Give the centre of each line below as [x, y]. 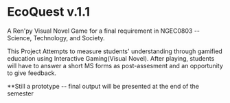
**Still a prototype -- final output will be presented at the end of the [103, 86]
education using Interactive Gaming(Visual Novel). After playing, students [111, 58]
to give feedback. [32, 73]
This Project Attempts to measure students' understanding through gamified [115, 51]
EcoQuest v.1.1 [49, 12]
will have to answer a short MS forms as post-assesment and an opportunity [115, 65]
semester [21, 93]
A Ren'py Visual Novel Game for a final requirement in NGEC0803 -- [104, 31]
